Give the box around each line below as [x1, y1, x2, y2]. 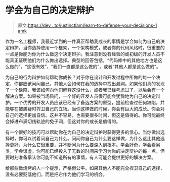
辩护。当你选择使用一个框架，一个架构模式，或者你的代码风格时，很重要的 [9, 44, 165, 50]
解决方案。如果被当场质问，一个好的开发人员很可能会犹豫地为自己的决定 [5, 93, 156, 99]
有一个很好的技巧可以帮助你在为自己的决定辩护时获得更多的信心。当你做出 [5, 129, 160, 135]
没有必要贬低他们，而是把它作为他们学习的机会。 [5, 171, 107, 177]
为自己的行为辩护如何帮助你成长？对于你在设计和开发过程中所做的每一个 [5, 74, 156, 80]
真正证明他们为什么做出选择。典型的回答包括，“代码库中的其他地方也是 [9, 57, 158, 63]
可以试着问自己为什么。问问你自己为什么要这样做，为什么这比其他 [22, 135, 160, 141]
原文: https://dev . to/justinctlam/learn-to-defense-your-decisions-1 [17, 22, 157, 28]
